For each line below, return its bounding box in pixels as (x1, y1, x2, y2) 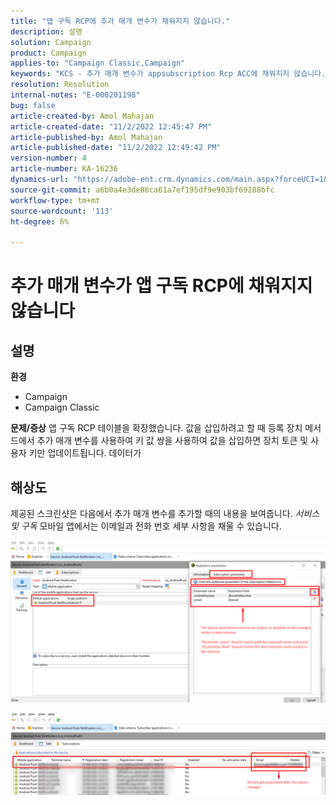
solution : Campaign (10, 37, 92, 47)
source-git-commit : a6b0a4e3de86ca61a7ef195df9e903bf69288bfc (10, 185, 275, 195)
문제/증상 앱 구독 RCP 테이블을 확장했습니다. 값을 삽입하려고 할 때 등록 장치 (10, 422, 303, 434)
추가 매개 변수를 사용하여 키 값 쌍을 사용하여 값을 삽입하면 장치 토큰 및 (36, 435, 309, 447)
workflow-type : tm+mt (10, 195, 101, 205)
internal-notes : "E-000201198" (10, 90, 141, 100)
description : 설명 (10, 26, 83, 37)
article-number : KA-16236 (10, 164, 118, 174)
